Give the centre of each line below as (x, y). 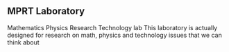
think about (23, 42)
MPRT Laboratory (46, 11)
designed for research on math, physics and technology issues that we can (114, 35)
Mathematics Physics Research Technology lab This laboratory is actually (112, 27)
